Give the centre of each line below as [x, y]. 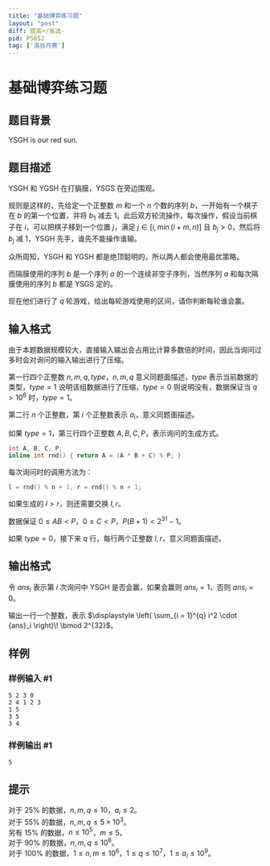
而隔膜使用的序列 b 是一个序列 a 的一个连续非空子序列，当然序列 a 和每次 [130, 274]
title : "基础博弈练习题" [45, 16]
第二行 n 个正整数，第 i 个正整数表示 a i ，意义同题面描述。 [104, 415]
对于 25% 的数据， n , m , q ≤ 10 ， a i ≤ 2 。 [75, 811]
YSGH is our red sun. [43, 140]
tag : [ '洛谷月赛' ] [37, 46]
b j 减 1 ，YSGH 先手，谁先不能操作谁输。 [75, 239]
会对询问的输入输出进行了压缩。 [75, 360]
